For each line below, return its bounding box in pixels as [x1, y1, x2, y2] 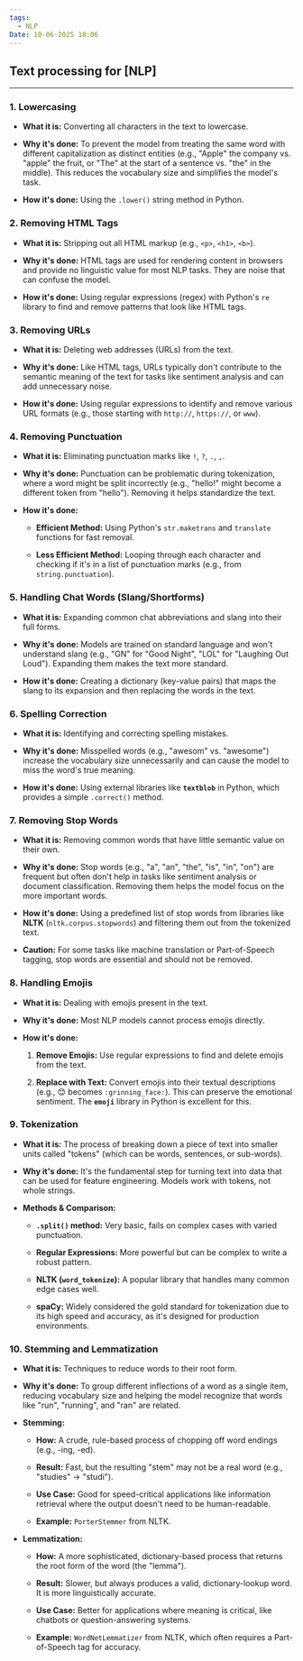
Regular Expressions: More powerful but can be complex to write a [35, 1246, 288, 1258]
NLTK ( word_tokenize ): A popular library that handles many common [35, 1273, 290, 1285]
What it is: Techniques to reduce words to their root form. [22, 1363, 237, 1374]
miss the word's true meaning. [22, 764, 136, 775]
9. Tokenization [9, 1118, 78, 1131]
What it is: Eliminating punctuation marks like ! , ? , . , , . [22, 451, 225, 462]
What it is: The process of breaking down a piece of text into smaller [22, 1138, 279, 1150]
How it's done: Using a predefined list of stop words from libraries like [22, 908, 284, 919]
